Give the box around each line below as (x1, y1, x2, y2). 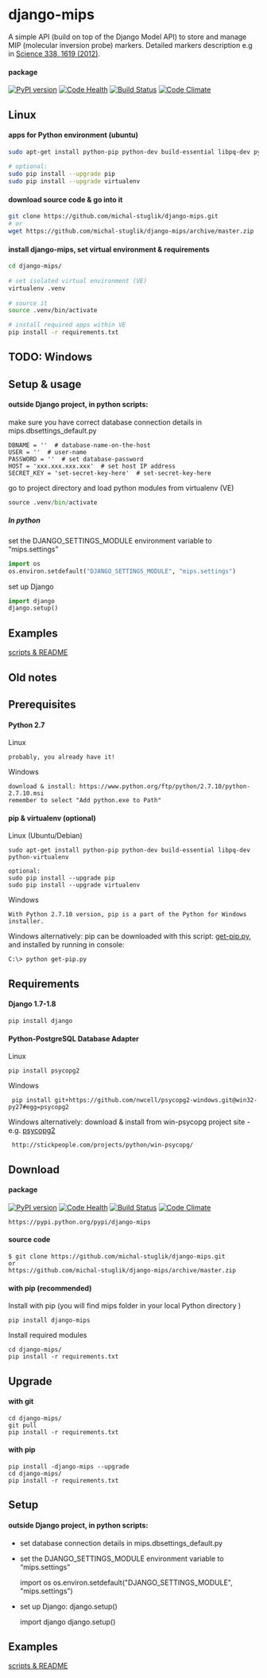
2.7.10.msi (8, 790, 44, 798)
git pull (8, 1421, 37, 1429)
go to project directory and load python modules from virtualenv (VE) (8, 484, 234, 492)
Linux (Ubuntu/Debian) (8, 831, 83, 841)
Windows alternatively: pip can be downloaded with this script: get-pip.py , (8, 931, 252, 941)
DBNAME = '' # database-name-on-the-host (8, 441, 151, 449)
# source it (8, 299, 48, 308)
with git (8, 1397, 34, 1406)
